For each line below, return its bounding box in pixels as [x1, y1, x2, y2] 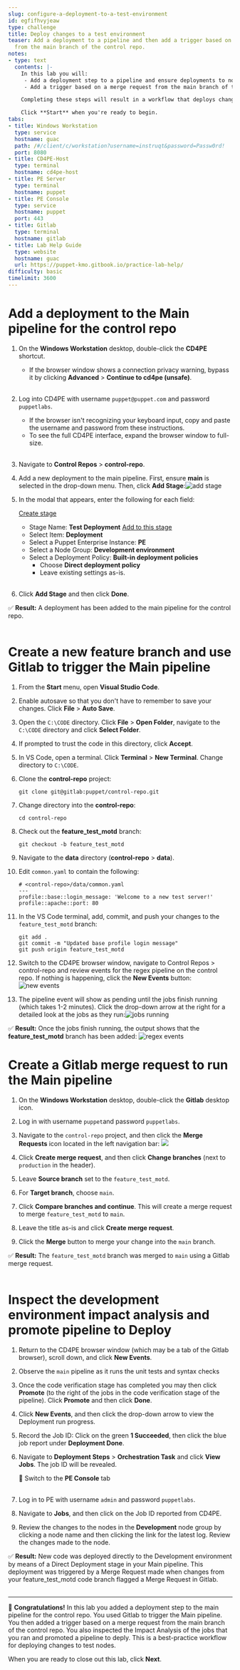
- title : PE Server [8, 175, 66, 182]
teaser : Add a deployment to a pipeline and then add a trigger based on [8, 37, 232, 44]
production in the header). [18, 1160, 95, 1169]
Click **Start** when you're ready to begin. [21, 109, 159, 116]
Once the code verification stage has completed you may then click [18, 1381, 217, 1389]
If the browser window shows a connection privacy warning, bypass [28, 365, 230, 374]
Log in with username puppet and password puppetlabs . [18, 1117, 180, 1125]
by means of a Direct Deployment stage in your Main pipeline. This [8, 1560, 204, 1568]
